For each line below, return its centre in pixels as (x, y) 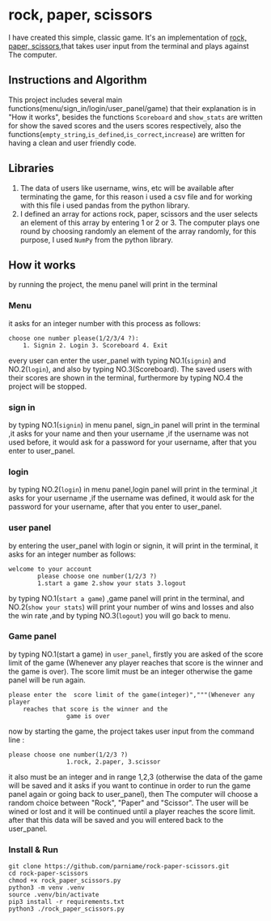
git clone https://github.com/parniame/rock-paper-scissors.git (119, 867)
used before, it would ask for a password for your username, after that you (133, 442)
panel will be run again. (47, 680)
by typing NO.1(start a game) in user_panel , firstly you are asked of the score (136, 654)
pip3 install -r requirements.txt (67, 902)
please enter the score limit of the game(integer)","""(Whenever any (131, 695)
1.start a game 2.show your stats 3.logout (112, 583)
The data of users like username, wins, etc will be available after (127, 187)
